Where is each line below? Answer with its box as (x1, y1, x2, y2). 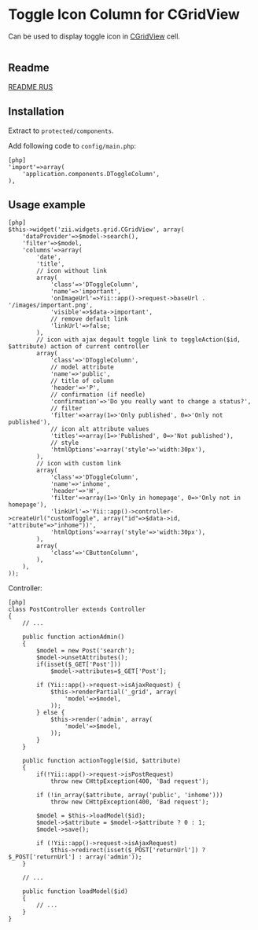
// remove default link (50, 315, 128, 323)
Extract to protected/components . (8, 126, 114, 135)
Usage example (8, 198, 87, 211)
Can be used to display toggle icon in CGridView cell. (8, 31, 181, 41)
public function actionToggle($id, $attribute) (22, 757, 181, 765)
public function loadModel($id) (22, 888, 128, 895)
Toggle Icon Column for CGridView (8, 6, 240, 24)
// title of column (50, 377, 114, 385)
